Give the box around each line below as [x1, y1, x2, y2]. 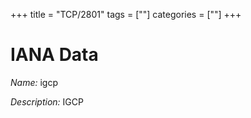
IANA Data [10, 44, 99, 66]
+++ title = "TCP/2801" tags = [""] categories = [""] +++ [10, 9, 242, 20]
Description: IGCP [10, 95, 84, 108]
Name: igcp [10, 76, 58, 88]
